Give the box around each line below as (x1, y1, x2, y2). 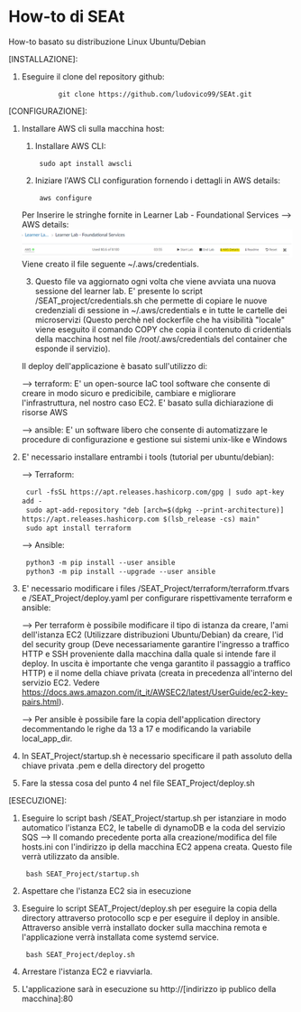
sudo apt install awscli (39, 159, 132, 168)
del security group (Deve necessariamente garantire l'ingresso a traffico (21, 638, 290, 649)
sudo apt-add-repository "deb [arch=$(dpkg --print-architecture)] (25, 506, 285, 515)
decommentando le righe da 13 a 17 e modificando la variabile (21, 723, 251, 734)
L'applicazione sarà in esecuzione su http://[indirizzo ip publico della (21, 983, 277, 994)
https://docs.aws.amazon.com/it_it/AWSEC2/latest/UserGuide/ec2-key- (21, 686, 288, 697)
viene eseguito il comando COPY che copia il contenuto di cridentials (34, 323, 292, 335)
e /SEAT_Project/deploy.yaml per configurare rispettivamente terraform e (21, 592, 293, 603)
